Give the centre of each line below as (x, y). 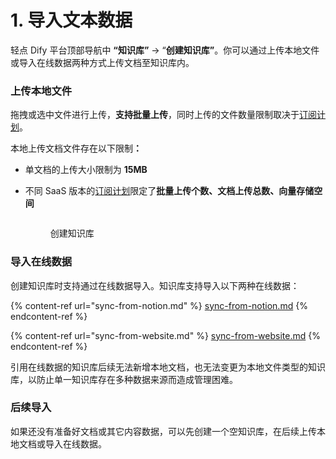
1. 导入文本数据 (71, 20)
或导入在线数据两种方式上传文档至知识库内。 (102, 62)
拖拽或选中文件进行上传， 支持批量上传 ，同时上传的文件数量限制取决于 (155, 115)
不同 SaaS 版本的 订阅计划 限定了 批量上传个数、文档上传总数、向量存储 (169, 191)
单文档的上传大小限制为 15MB (86, 170)
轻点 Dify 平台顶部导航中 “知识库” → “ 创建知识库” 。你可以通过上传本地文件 (165, 50)
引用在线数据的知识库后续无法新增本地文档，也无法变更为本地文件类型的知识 (168, 367)
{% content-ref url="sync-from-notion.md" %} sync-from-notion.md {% (159, 305)
